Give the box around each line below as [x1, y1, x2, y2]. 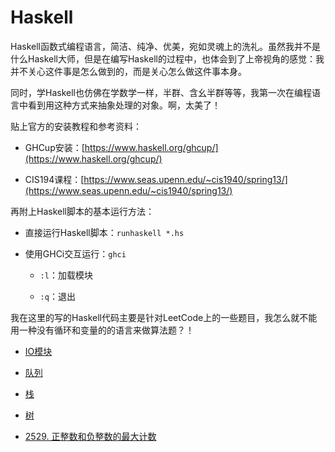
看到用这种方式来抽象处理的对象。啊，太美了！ [27, 99, 221, 111]
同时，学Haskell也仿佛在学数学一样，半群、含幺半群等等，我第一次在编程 [10, 86, 312, 98]
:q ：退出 [39, 290, 76, 302]
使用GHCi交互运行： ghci [24, 247, 127, 260]
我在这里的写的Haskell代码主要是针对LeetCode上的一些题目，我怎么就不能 [10, 311, 318, 323]
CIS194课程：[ [24, 173, 85, 185]
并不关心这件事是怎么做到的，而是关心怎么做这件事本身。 [10, 65, 247, 77]
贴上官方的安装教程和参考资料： [10, 120, 142, 132]
